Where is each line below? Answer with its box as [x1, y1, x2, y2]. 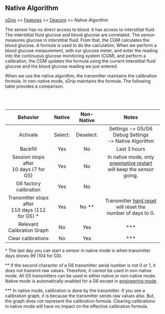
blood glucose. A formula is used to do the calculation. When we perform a [5, 42, 157, 48]
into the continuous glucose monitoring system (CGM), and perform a [5, 53, 146, 59]
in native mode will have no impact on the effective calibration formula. [5, 303, 148, 309]
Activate [19, 131, 38, 138]
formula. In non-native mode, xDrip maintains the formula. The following [5, 78, 151, 84]
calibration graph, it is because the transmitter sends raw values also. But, [5, 293, 155, 299]
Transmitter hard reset [105, 197, 157, 204]
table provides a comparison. [5, 83, 64, 89]
